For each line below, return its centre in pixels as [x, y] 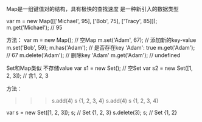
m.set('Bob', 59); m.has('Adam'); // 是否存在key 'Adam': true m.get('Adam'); [101, 48]
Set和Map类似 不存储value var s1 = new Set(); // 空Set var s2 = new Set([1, [99, 68]
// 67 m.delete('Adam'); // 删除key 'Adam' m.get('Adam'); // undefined [93, 55]
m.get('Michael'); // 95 [34, 27]
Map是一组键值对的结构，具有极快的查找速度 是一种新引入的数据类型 [93, 9]
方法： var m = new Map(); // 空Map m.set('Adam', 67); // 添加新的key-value [101, 40]
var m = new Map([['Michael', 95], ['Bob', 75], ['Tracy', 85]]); [82, 21]
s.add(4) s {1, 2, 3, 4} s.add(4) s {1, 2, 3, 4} [105, 101]
